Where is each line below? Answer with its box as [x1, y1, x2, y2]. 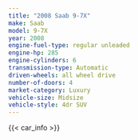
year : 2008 [8, 34, 45, 42]
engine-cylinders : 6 [8, 57, 77, 65]
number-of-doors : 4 [8, 78, 73, 86]
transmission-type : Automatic [8, 64, 109, 72]
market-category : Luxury [8, 86, 91, 94]
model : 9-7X [8, 26, 48, 34]
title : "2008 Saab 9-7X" [8, 11, 91, 20]
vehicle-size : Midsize [8, 94, 84, 102]
